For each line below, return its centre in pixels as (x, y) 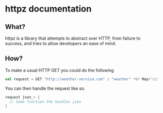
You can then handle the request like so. (45, 88)
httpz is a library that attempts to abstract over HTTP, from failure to (73, 38)
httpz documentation (48, 9)
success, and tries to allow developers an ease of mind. (61, 43)
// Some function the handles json (45, 102)
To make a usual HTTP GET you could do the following (59, 70)
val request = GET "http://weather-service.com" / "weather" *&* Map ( (78, 79)
